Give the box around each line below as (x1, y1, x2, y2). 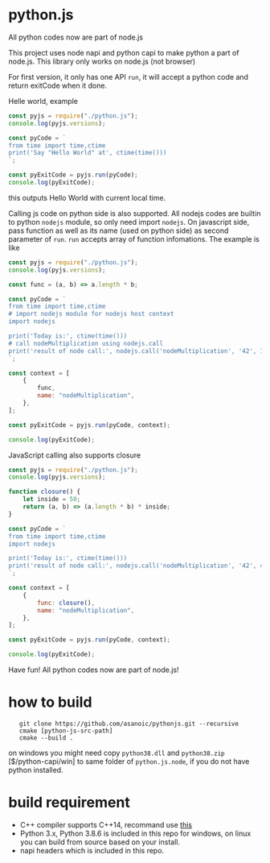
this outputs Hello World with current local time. (8, 193, 166, 202)
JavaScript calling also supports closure (8, 450, 141, 460)
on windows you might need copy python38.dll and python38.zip (8, 748, 225, 757)
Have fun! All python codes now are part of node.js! (8, 665, 179, 674)
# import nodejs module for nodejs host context (8, 310, 174, 318)
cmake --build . (18, 734, 74, 742)
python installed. (8, 765, 63, 774)
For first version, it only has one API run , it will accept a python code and (8, 72, 249, 81)
